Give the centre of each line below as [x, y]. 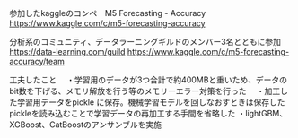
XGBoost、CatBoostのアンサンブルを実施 [86, 125]
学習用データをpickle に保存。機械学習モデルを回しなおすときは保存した [151, 102]
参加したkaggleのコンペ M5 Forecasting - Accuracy [108, 13]
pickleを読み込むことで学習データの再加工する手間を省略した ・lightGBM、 [149, 113]
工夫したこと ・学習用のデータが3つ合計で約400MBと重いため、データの [149, 80]
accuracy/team [37, 61]
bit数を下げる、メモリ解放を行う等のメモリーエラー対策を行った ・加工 [145, 91]
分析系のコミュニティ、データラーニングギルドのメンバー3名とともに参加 [145, 42]
